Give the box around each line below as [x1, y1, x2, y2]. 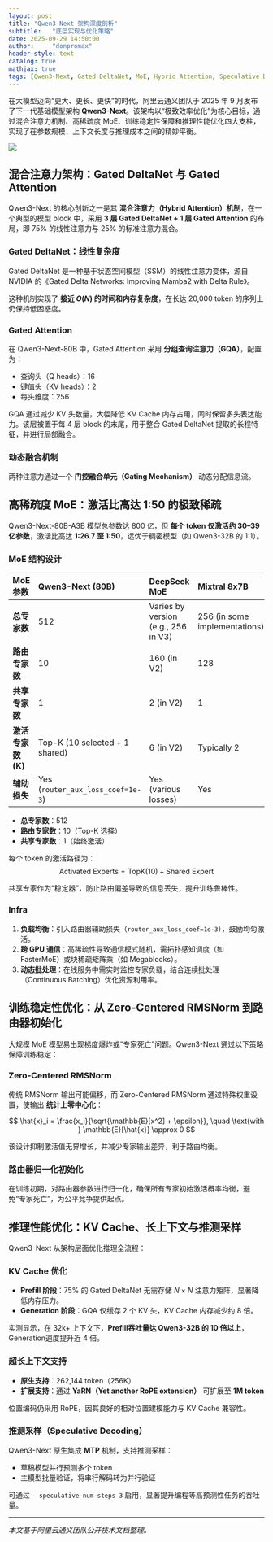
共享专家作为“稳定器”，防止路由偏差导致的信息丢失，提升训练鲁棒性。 [8, 883, 243, 893]
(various [149, 784, 181, 795]
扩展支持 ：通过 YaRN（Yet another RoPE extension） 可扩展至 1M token [19, 1386, 265, 1396]
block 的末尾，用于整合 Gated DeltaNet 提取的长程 [82, 420, 252, 429]
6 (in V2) [149, 742, 184, 753]
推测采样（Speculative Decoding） [8, 1425, 148, 1436]
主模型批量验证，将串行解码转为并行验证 [19, 1473, 156, 1483]
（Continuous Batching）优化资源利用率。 [19, 974, 162, 984]
